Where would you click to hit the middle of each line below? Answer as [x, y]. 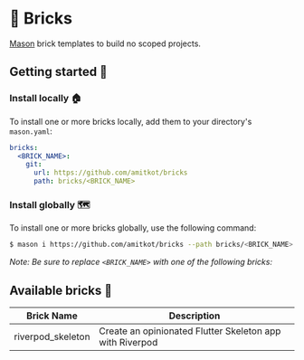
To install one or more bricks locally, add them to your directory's [131, 121]
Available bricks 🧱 [61, 290]
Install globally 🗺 [50, 204]
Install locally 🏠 [46, 99]
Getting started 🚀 [59, 72]
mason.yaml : [31, 131]
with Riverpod [128, 342]
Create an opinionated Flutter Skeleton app [190, 331]
